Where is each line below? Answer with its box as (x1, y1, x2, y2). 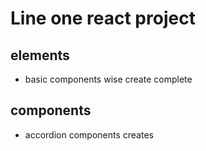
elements (10, 47, 70, 64)
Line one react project (10, 7, 196, 30)
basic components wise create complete (24, 73, 193, 85)
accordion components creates (24, 128, 154, 141)
